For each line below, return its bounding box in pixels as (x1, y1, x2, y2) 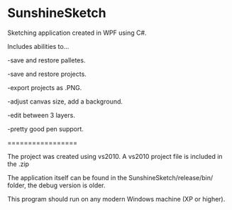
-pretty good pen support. (7, 124, 84, 133)
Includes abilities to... (7, 42, 70, 50)
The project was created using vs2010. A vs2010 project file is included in (7, 152, 223, 160)
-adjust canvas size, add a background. (7, 97, 123, 106)
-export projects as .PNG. (7, 83, 82, 92)
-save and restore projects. (7, 70, 87, 78)
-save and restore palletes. (7, 55, 86, 65)
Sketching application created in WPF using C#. (7, 28, 147, 37)
